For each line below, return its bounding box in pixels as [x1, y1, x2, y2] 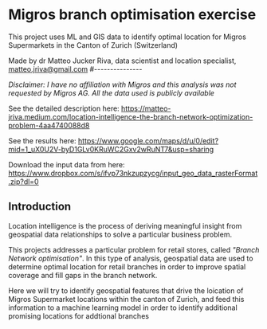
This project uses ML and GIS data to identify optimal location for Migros [8, 32, 247, 41]
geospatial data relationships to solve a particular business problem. [8, 229, 233, 239]
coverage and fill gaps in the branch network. [8, 270, 158, 280]
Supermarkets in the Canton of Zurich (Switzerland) [8, 40, 178, 49]
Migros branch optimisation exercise [8, 6, 257, 24]
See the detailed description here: [8, 104, 120, 113]
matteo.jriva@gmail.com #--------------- [8, 64, 143, 73]
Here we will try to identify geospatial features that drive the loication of [8, 285, 244, 296]
